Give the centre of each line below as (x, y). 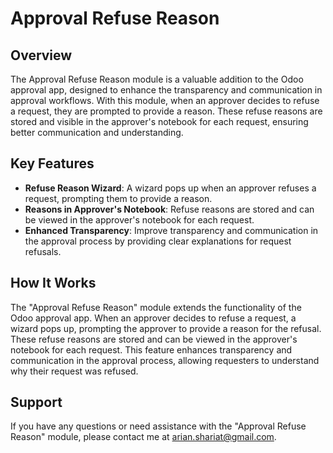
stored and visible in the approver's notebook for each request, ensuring (159, 121)
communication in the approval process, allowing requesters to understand (165, 360)
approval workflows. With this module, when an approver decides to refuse (165, 100)
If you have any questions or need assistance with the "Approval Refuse (158, 426)
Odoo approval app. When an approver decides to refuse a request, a (153, 318)
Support (36, 402)
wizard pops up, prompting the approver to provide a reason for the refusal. (166, 328)
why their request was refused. (74, 371)
